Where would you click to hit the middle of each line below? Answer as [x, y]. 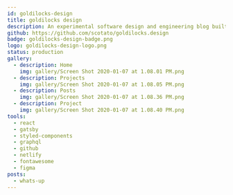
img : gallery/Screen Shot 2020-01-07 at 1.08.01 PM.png [102, 71]
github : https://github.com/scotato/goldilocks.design [88, 33]
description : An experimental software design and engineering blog [108, 26]
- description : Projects [49, 78]
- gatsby [26, 129]
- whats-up [29, 180]
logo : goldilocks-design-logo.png [57, 46]
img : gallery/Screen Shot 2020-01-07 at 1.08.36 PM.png [102, 98]
